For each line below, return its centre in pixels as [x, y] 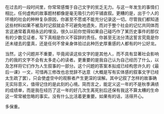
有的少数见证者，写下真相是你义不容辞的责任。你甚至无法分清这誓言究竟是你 [82, 37]
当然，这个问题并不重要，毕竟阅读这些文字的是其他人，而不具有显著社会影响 [82, 54]
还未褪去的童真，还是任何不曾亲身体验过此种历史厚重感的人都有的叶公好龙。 [82, 43]
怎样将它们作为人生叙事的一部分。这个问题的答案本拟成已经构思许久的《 [82, 66]
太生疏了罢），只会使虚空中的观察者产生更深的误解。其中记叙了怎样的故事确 [81, 78]
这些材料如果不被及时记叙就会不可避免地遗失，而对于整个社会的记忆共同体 [80, 25]
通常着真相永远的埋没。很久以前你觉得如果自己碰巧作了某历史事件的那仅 [86, 31]
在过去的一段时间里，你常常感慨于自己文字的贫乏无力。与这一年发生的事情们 [82, 7]
